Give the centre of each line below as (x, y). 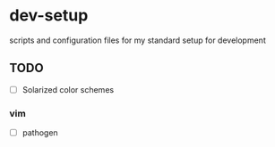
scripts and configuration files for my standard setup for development (137, 40)
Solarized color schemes (68, 89)
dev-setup (49, 16)
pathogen (40, 133)
